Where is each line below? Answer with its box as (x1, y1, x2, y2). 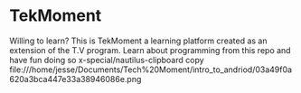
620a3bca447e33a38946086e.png (9, 73, 142, 84)
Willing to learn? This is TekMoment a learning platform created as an (9, 35, 268, 46)
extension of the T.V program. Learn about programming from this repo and (9, 44, 291, 55)
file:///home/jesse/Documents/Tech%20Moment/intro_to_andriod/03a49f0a (9, 64, 292, 75)
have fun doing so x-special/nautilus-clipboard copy (9, 54, 205, 65)
